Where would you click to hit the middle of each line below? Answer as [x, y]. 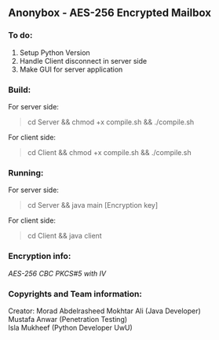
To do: [20, 35]
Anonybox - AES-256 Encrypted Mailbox [110, 13]
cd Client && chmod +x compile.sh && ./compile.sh [109, 152]
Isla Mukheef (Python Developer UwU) [71, 327]
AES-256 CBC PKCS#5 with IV [57, 273]
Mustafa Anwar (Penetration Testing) [68, 319]
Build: [20, 90]
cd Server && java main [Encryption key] [93, 205]
